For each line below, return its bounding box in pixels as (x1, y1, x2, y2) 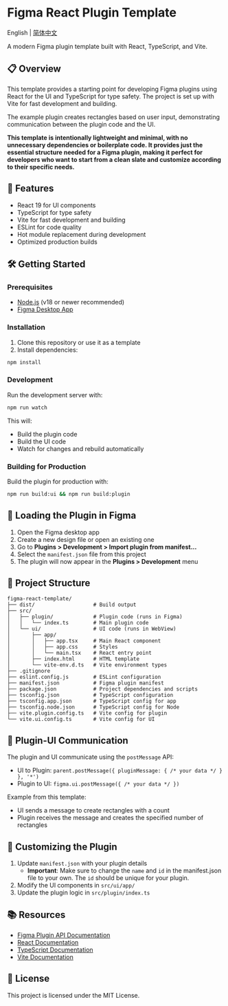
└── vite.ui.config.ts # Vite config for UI (7, 716, 155, 723)
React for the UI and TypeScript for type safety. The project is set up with (7, 92, 215, 101)
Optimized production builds (16, 238, 98, 246)
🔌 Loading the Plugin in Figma (7, 510, 137, 521)
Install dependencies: (16, 346, 78, 354)
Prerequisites (7, 282, 53, 292)
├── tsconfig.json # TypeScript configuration (7, 692, 174, 699)
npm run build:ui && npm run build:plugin (7, 490, 130, 497)
